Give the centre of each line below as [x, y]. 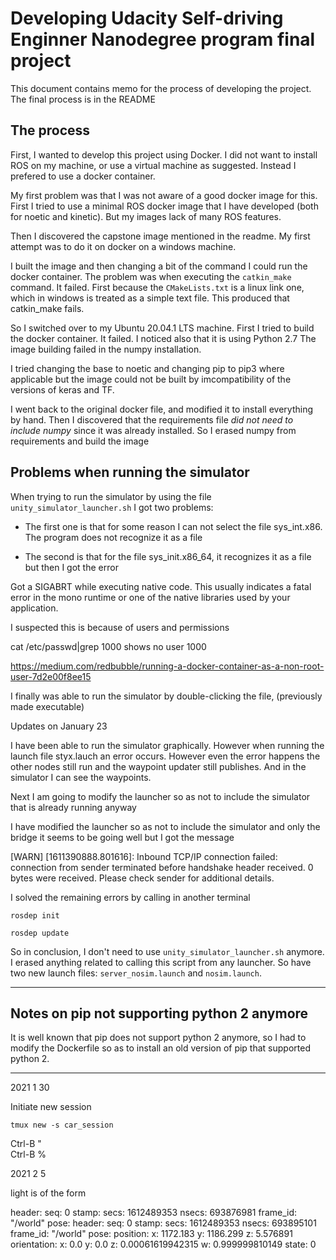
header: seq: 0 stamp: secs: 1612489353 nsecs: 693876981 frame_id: [154, 1213]
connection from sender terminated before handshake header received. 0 [162, 867]
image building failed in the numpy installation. [106, 349]
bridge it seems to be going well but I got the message [122, 837]
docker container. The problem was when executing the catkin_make [151, 276]
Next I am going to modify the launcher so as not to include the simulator [160, 796]
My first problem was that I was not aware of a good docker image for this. [164, 195]
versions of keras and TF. [62, 389]
